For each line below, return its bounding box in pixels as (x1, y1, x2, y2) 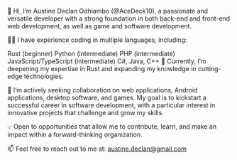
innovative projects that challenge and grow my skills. (7, 109, 165, 117)
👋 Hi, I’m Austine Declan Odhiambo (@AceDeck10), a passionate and (7, 7, 208, 15)
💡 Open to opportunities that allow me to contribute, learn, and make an (7, 122, 217, 131)
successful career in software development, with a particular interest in (7, 101, 216, 110)
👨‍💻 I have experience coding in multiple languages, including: (7, 36, 187, 44)
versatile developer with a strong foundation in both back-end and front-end (7, 14, 231, 23)
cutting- (197, 65, 221, 73)
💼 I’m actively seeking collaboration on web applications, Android (7, 86, 198, 94)
